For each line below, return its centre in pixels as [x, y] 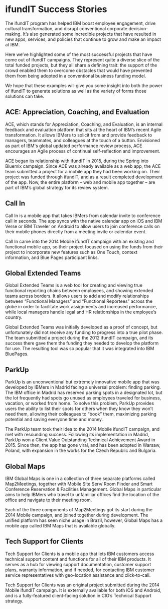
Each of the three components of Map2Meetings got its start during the [79, 510]
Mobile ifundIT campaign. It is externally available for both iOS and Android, [83, 590]
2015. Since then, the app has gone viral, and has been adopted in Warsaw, [83, 445]
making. [14, 34]
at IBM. [13, 44]
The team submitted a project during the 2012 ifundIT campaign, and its [79, 338]
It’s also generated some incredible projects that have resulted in [90, 34]
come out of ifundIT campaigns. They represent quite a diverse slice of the [82, 59]
